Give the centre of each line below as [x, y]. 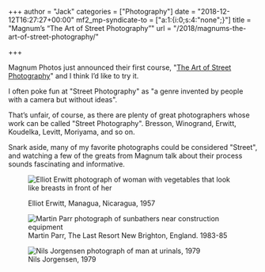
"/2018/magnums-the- [210, 28]
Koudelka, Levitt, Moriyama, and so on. [72, 132]
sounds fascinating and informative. [66, 164]
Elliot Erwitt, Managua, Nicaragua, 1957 [92, 203]
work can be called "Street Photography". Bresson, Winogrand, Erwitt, [123, 123]
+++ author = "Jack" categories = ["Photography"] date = [102, 11]
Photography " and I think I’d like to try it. [74, 76]
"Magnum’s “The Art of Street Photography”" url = [90, 28]
